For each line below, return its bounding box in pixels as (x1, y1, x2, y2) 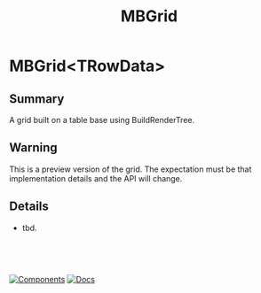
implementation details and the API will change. (9, 173, 183, 183)
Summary (9, 91, 65, 106)
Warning (9, 140, 58, 156)
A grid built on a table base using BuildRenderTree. (9, 115, 195, 125)
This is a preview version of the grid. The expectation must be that (9, 164, 252, 174)
